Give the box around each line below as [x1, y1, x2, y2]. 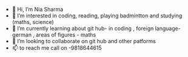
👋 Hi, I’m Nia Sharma [11, 6, 63, 13]
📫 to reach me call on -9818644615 [11, 44, 102, 51]
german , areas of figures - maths [11, 31, 96, 38]
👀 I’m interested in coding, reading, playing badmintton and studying [11, 12, 183, 19]
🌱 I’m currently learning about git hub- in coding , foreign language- [11, 25, 181, 32]
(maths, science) [11, 19, 54, 25]
